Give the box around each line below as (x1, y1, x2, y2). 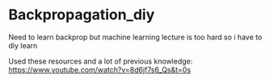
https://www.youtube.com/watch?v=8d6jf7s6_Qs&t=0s (8, 64, 192, 74)
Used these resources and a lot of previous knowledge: (8, 56, 193, 66)
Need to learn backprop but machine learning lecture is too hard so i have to (8, 32, 263, 42)
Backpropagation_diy (8, 6, 155, 24)
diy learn (8, 40, 38, 50)
